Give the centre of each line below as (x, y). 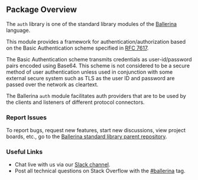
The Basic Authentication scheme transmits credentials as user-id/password (99, 59)
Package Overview (42, 10)
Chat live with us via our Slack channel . (62, 165)
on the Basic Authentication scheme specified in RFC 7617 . (77, 48)
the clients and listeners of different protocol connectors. (75, 102)
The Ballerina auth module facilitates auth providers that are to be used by (96, 96)
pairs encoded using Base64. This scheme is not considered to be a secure (98, 66)
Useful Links (25, 152)
